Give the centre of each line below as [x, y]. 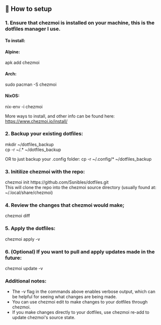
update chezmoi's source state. [44, 318]
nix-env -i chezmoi [24, 106]
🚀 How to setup [28, 9]
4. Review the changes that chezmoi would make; [65, 205]
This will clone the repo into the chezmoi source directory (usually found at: [81, 188]
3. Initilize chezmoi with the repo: [45, 172]
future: [13, 258]
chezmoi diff [18, 216]
